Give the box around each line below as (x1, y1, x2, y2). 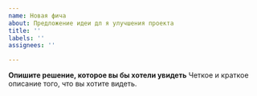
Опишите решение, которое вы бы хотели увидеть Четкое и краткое (8, 70, 249, 80)
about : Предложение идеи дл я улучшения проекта (8, 19, 174, 27)
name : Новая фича (8, 11, 67, 20)
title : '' (8, 26, 42, 34)
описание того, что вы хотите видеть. (8, 79, 137, 89)
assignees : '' (8, 42, 56, 50)
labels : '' (8, 34, 45, 42)
